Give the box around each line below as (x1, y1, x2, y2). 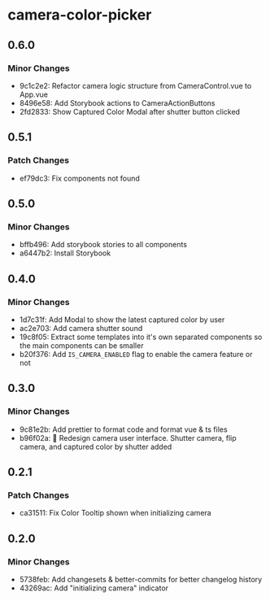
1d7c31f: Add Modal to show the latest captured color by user (19, 315, 225, 324)
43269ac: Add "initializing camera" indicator (19, 583, 168, 593)
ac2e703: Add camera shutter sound (19, 323, 143, 333)
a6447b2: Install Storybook (19, 248, 111, 258)
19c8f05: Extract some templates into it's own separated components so (19, 332, 263, 342)
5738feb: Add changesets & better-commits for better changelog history (19, 575, 263, 584)
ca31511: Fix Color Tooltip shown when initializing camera (19, 508, 212, 518)
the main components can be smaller (19, 340, 144, 351)
